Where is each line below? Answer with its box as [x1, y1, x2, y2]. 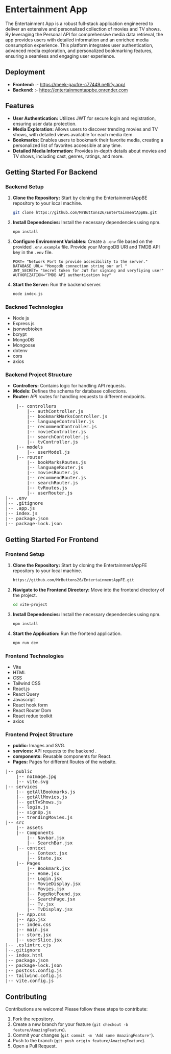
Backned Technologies [5, 303, 64, 310]
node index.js [12, 291, 43, 297]
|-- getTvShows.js [16, 799, 62, 805]
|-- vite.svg [16, 779, 48, 785]
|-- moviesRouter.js [27, 470, 78, 476]
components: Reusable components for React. [12, 753, 112, 759]
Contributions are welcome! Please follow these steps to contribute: [5, 1006, 148, 1012]
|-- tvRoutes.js [27, 485, 67, 491]
